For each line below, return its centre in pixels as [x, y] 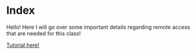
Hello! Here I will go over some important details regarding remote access [98, 27]
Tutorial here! [23, 45]
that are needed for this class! [44, 33]
